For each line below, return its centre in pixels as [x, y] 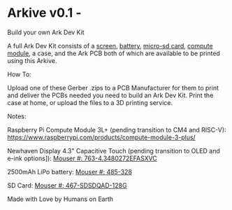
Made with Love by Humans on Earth [60, 199]
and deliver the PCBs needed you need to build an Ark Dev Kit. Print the [110, 95]
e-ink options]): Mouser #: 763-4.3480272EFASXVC [82, 158]
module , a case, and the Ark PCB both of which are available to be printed [114, 53]
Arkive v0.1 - [44, 13]
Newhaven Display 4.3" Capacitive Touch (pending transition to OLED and [114, 150]
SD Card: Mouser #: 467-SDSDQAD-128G [67, 185]
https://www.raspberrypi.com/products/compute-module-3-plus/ [101, 137]
